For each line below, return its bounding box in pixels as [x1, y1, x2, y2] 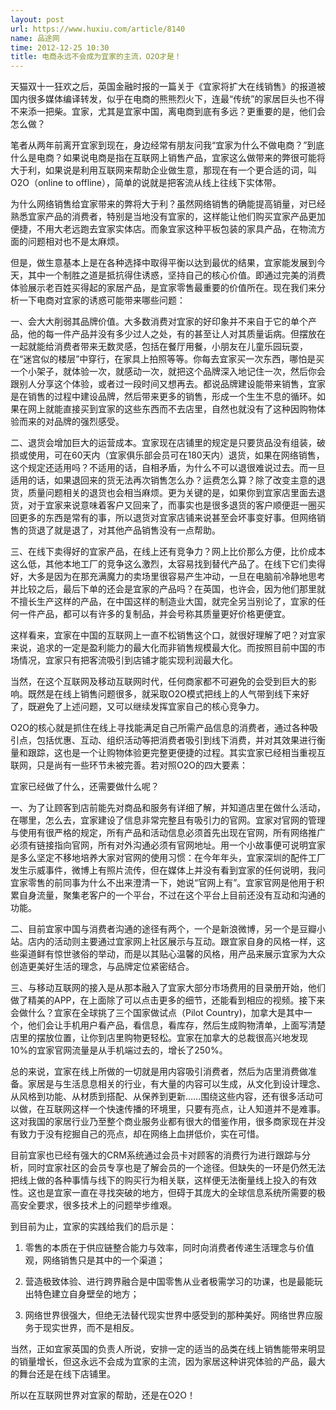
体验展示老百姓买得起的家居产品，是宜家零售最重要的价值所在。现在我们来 [10, 282, 317, 294]
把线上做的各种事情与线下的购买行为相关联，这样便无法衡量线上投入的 [10, 1174, 300, 1186]
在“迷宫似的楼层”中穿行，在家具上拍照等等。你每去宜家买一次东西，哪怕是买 [10, 353, 325, 365]
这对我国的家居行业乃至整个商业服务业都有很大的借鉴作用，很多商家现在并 [10, 1116, 317, 1128]
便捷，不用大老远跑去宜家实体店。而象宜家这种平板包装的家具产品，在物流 [10, 223, 317, 235]
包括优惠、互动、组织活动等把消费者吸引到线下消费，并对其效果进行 [36, 734, 317, 746]
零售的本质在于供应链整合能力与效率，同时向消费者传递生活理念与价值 [24, 1242, 315, 1254]
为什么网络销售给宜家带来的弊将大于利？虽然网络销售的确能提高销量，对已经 [10, 198, 326, 210]
